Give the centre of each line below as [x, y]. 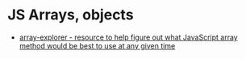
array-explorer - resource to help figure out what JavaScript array [129, 37]
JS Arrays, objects [71, 15]
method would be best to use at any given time [97, 45]
